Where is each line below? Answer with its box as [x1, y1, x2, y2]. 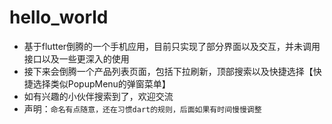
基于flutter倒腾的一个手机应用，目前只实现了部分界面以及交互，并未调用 [23, 40, 321, 52]
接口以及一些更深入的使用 [23, 52, 130, 65]
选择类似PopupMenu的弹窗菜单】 [32, 77, 171, 90]
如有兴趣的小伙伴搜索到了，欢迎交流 [23, 90, 174, 102]
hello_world [9, 6, 109, 29]
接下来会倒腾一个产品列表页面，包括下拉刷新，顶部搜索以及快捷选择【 [23, 65, 314, 77]
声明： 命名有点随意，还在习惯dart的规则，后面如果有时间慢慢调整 [23, 102, 262, 115]
